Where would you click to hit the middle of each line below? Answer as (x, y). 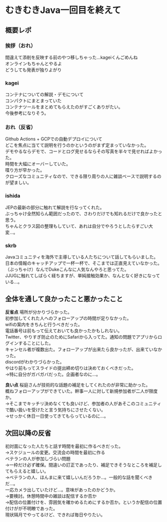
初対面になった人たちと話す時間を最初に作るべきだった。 (64, 446)
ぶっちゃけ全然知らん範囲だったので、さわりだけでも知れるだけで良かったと (84, 213)
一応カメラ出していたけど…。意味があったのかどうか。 (62, 490)
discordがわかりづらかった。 (35, 362)
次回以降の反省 (28, 433)
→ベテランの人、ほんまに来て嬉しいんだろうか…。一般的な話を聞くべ (77, 477)
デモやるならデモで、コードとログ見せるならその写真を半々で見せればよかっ (84, 151)
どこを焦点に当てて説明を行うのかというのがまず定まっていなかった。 (77, 145)
